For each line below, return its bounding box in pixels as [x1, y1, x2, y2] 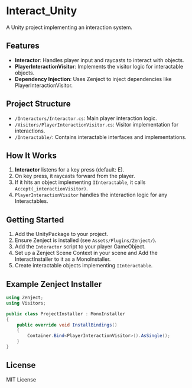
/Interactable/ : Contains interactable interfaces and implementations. [14, 133, 187, 140]
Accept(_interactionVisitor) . [14, 185, 89, 192]
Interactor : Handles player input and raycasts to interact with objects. [14, 56, 184, 63]
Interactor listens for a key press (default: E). [14, 166, 125, 173]
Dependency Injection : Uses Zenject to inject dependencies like [14, 75, 173, 82]
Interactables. [14, 198, 48, 205]
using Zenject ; [6, 295, 44, 300]
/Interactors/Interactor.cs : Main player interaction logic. [14, 114, 158, 122]
